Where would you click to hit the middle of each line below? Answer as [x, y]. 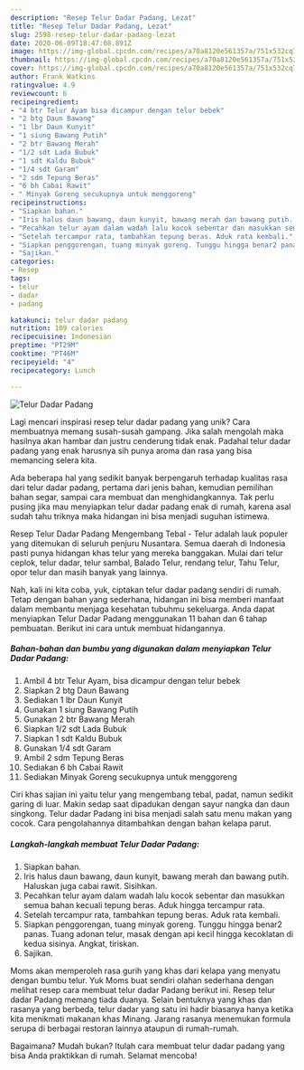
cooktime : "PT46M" [45, 354]
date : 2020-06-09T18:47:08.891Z [71, 43]
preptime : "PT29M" [45, 346]
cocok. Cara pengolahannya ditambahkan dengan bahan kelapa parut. [141, 823]
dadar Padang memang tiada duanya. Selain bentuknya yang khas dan [141, 999]
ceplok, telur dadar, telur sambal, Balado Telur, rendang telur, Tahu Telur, [145, 563]
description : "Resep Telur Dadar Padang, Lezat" [103, 18]
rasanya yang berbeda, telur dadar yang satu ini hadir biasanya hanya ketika [152, 1009]
